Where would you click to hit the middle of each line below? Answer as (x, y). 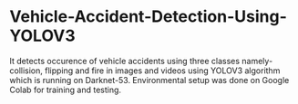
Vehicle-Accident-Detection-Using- (148, 17)
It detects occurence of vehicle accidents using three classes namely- (141, 61)
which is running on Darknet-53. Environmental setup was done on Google (149, 80)
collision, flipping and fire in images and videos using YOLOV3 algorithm (145, 71)
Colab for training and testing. (65, 90)
